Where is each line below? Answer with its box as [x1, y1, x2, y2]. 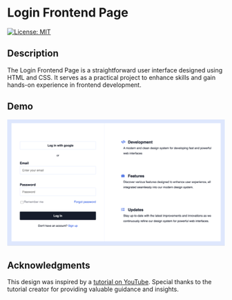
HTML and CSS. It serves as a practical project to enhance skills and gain [7, 73, 216, 81]
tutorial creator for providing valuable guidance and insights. [7, 285, 180, 294]
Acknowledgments [7, 259, 91, 271]
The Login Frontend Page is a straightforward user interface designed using [7, 66, 223, 74]
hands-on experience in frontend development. [7, 81, 142, 89]
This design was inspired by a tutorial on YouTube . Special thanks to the [7, 278, 212, 286]
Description [7, 48, 59, 59]
